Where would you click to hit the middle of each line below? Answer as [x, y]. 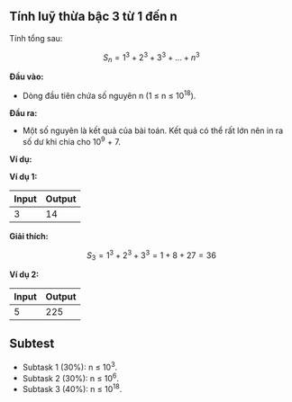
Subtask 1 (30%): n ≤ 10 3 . [70, 366]
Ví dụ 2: [24, 274]
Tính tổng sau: [36, 38]
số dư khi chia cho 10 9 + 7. [72, 140]
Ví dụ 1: [23, 176]
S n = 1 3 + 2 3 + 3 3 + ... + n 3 [151, 58]
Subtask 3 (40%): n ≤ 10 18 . [72, 388]
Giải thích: [29, 236]
